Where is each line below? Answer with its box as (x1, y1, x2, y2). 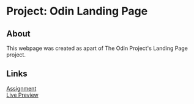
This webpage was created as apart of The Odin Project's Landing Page (6, 44, 188, 52)
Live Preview (6, 91, 39, 99)
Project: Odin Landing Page (6, 4, 148, 18)
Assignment (6, 85, 37, 92)
